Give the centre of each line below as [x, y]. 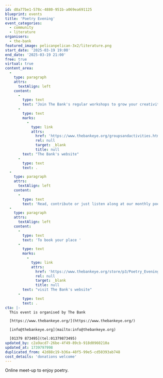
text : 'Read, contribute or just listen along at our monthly [87, 204]
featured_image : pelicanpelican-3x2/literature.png [58, 46]
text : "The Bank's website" [51, 154]
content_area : [19, 69]
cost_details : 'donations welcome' [41, 357]
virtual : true [19, 64]
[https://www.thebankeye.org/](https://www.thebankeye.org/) [73, 321]
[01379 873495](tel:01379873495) [43, 339]
